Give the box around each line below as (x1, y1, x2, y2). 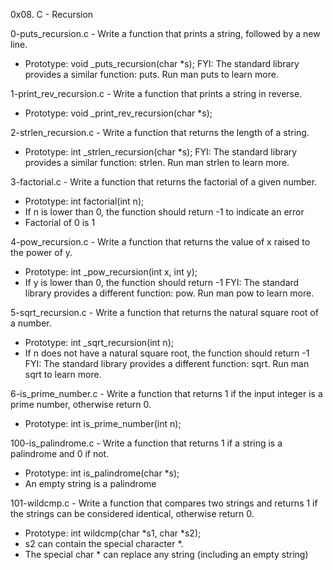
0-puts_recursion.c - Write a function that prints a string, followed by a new (10, 28, 321, 39)
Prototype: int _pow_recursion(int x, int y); (24, 266, 198, 278)
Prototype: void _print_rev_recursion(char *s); (24, 107, 213, 119)
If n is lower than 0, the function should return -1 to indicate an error (24, 206, 305, 218)
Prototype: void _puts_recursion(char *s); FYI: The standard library (24, 58, 300, 69)
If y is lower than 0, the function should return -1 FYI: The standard (24, 277, 300, 288)
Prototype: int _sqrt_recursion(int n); (24, 337, 174, 348)
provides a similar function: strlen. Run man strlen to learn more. (24, 157, 290, 168)
